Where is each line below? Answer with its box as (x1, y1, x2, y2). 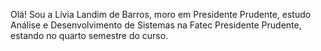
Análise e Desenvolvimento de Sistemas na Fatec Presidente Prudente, (10, 19, 302, 31)
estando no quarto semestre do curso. (10, 30, 169, 41)
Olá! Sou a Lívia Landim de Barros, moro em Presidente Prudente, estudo (10, 9, 312, 20)
